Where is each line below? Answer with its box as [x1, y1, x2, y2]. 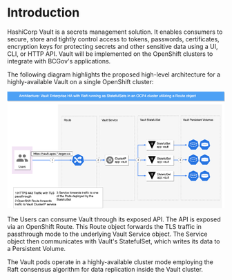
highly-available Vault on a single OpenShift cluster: [7, 77, 154, 86]
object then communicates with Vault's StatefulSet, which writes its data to [7, 237, 220, 246]
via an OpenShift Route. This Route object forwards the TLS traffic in [7, 223, 202, 231]
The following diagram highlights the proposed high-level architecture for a [7, 70, 221, 79]
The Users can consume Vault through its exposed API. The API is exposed [7, 215, 221, 223]
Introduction [7, 5, 80, 21]
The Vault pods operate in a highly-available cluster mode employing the [7, 258, 214, 266]
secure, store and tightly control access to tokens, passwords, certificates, [7, 34, 220, 43]
